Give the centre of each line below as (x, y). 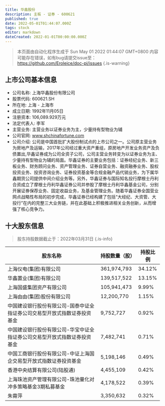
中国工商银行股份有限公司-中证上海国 (51, 354)
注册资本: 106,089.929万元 (39, 117)
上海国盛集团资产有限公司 (37, 287)
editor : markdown (23, 32)
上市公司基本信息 (31, 80)
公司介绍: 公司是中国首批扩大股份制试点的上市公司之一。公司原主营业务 (84, 141)
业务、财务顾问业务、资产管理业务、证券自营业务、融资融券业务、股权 (87, 166)
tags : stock (17, 28)
